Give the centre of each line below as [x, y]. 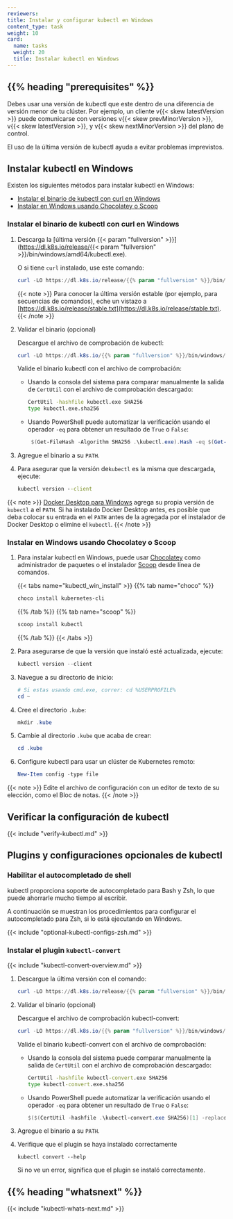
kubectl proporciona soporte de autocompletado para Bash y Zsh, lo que [111, 890]
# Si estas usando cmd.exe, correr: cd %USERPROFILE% [96, 690]
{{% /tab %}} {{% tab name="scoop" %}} [77, 612]
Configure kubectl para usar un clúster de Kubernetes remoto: [106, 762]
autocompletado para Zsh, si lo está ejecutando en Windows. [95, 919]
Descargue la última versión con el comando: [82, 979]
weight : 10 [23, 33]
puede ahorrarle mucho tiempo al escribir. [67, 898]
